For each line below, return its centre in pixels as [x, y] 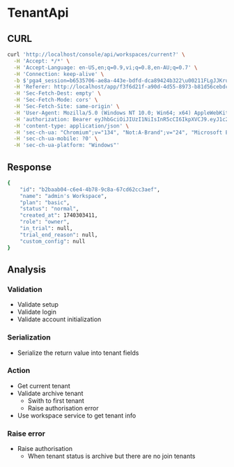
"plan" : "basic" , [45, 202]
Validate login [37, 312]
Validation [25, 289]
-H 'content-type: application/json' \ [71, 126]
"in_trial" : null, [46, 229]
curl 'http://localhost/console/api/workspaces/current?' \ [96, 54]
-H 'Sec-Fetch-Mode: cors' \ [56, 100]
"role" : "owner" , [45, 222]
